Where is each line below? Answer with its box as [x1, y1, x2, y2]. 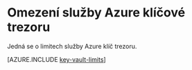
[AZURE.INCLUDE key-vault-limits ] [7, 55, 106, 63]
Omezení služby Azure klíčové [7, 5, 186, 21]
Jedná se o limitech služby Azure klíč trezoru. [7, 42, 137, 50]
